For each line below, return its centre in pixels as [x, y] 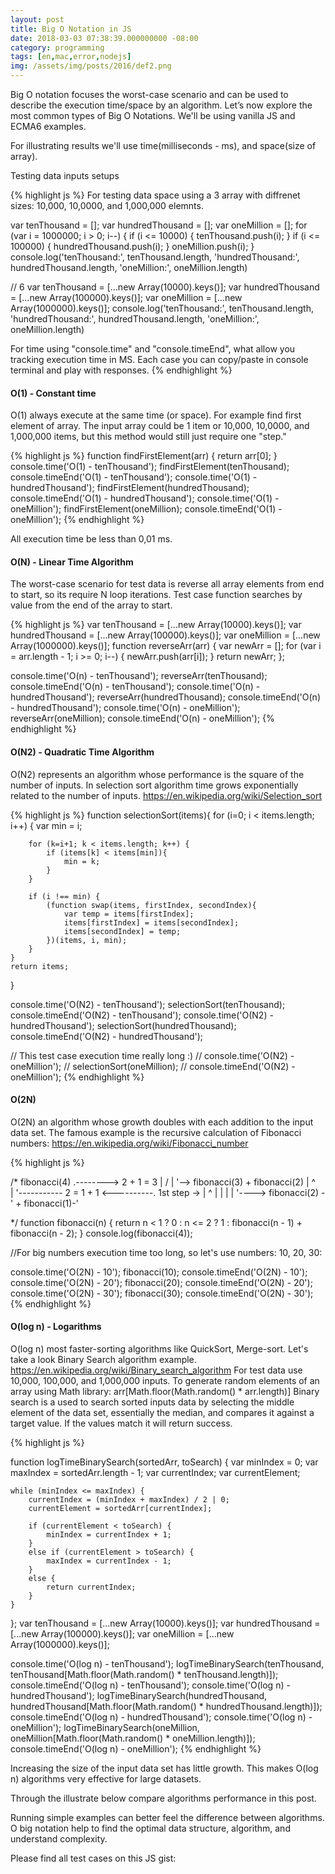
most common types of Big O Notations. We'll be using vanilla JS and [153, 115]
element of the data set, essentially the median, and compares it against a [162, 1413]
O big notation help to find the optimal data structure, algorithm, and [150, 1828]
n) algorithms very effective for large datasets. [106, 1779]
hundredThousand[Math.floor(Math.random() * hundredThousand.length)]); [166, 1707]
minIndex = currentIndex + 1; [109, 1535]
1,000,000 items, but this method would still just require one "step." [148, 437]
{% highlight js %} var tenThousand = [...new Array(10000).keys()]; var [156, 625]
